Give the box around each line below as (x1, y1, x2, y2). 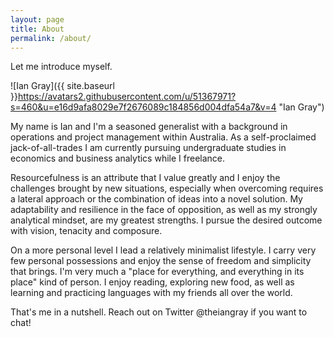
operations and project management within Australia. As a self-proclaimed (10, 131, 317, 143)
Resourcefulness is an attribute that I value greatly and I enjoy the (10, 172, 281, 184)
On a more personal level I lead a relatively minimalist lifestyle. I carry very (10, 244, 317, 256)
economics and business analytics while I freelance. (10, 152, 226, 165)
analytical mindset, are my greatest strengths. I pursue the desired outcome (10, 214, 323, 226)
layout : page (10, 14, 65, 25)
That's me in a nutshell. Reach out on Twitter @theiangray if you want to (10, 306, 308, 318)
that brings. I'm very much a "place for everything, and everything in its (10, 266, 305, 278)
